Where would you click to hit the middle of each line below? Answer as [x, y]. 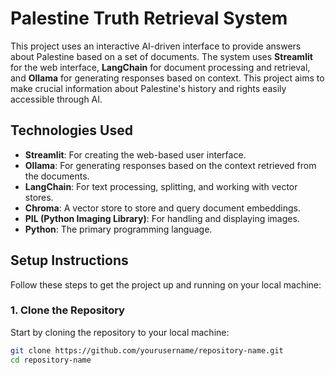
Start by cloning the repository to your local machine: [120, 332]
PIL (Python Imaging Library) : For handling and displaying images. [162, 218]
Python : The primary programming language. [118, 229]
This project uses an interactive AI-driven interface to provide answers [156, 46]
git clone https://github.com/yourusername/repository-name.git [147, 350]
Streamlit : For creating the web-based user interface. [135, 154]
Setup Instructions [69, 260]
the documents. [57, 176]
